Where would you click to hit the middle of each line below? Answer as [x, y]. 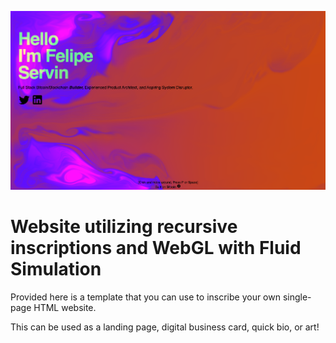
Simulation [56, 269]
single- [297, 297]
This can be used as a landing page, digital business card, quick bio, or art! [165, 327]
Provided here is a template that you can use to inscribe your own [145, 297]
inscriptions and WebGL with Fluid [156, 248]
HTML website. [65, 308]
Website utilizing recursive [124, 227]
